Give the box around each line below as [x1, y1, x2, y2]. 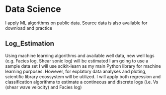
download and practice [5, 25, 53, 31]
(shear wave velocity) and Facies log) [5, 84, 82, 90]
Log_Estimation [5, 40, 55, 48]
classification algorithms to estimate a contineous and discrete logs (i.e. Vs [5, 79, 159, 85]
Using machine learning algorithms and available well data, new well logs [5, 52, 155, 58]
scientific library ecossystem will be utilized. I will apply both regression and [5, 73, 161, 80]
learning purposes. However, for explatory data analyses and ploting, [5, 68, 147, 74]
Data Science [5, 3, 61, 15]
